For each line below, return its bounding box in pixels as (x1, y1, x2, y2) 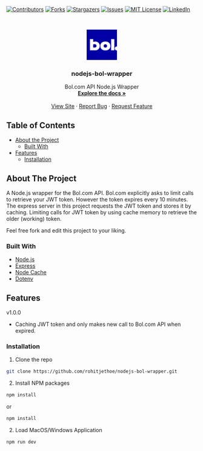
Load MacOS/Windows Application (15, 426, 103, 433)
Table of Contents (6, 120, 76, 131)
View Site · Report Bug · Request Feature (51, 103, 153, 110)
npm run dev (6, 439, 36, 445)
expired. (15, 327, 36, 334)
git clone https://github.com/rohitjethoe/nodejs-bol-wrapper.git (6, 368, 178, 375)
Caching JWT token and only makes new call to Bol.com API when (15, 320, 181, 328)
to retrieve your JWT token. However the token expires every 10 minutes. (6, 195, 188, 203)
